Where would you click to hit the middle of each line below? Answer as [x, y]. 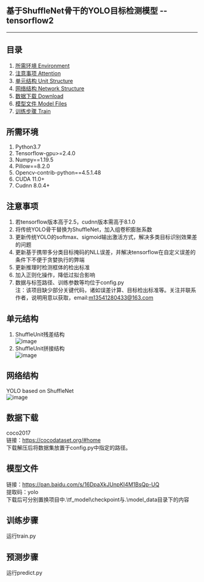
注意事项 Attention [38, 73]
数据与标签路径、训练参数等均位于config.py [70, 283]
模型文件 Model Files [41, 103]
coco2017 [19, 433]
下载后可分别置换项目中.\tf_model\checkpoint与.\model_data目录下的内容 [98, 500]
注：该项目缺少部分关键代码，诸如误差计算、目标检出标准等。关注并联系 [105, 290]
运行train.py [21, 536]
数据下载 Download [39, 96]
